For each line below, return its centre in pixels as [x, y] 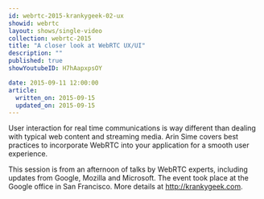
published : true [35, 61]
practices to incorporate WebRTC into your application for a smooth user [129, 145]
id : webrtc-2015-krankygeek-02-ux [66, 16]
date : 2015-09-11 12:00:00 [54, 83]
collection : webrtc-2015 [50, 38]
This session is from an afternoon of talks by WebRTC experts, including [128, 169]
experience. [28, 154]
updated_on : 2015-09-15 [55, 106]
